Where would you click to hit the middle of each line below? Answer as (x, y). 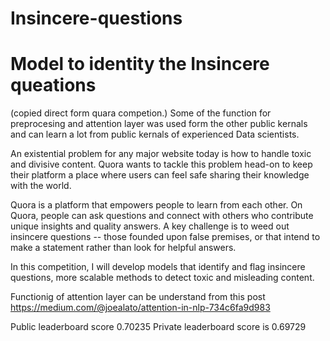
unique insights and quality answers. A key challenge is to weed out (150, 226)
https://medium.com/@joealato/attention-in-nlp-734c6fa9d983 (140, 308)
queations (53, 85)
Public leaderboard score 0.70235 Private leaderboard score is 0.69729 (158, 327)
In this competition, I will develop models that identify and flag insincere (158, 267)
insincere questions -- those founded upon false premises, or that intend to (165, 237)
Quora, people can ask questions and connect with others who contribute (162, 216)
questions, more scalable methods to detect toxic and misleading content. (162, 278)
